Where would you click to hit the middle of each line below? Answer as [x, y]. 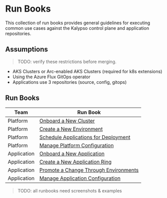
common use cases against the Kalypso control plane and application [77, 28]
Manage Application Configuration [80, 178]
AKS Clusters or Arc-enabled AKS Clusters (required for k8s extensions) [87, 71]
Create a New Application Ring [75, 162]
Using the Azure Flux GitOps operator [51, 77]
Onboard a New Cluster [67, 121]
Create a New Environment [71, 129]
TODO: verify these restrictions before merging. [67, 62]
